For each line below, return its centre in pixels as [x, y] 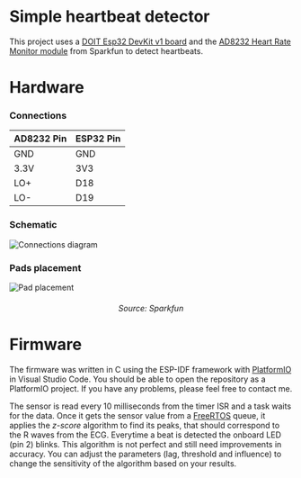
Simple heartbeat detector [110, 17]
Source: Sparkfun [151, 308]
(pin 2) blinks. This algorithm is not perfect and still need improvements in [146, 444]
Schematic [33, 225]
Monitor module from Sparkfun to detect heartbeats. [106, 50]
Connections [38, 116]
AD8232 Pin [40, 139]
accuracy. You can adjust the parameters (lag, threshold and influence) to [146, 454]
